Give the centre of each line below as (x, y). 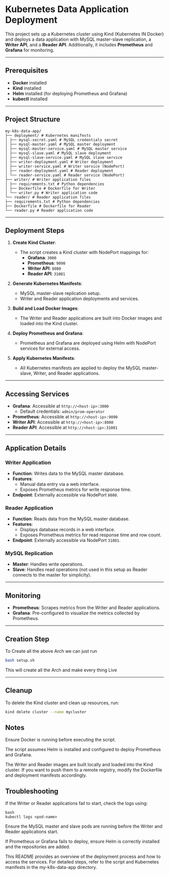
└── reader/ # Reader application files (48, 197)
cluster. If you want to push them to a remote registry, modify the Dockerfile (84, 770)
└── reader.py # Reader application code (49, 210)
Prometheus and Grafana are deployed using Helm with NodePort (88, 343)
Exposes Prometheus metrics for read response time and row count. (91, 535)
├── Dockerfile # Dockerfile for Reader (48, 206)
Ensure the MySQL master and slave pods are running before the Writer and (84, 826)
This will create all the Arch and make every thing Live (61, 670)
